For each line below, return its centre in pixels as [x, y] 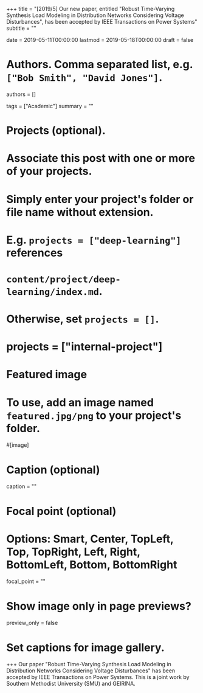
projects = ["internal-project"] [84, 347]
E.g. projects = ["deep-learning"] [94, 240]
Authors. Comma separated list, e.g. [100, 65]
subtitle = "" [21, 28]
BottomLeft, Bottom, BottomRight [92, 564]
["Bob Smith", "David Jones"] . [84, 78]
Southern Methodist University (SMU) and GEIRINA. [71, 684]
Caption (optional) [53, 470]
